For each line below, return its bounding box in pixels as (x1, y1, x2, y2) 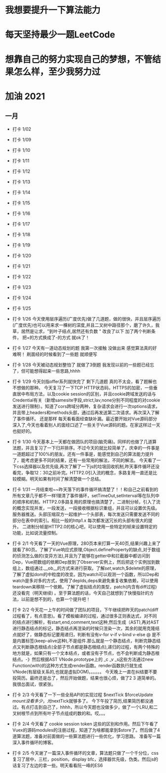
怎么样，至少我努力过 (14, 66, 101, 77)
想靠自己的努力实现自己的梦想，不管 (5, 54, 153, 65)
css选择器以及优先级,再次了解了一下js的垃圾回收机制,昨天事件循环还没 (16, 463, 160, 469)
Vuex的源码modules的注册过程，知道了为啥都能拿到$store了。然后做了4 (12, 727, 161, 733)
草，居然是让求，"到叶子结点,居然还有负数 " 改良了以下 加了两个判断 (12, 328, 152, 334)
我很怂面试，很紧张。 (12, 681, 56, 687)
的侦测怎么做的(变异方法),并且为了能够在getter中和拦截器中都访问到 (12, 553, 151, 559)
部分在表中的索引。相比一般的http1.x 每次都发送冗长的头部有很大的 (12, 517, 148, 523)
